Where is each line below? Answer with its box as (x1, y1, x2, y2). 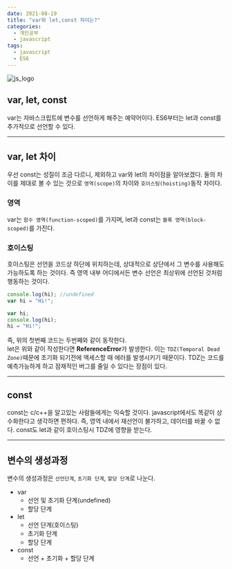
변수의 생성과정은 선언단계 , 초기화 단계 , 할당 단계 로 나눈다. (7, 473, 155, 482)
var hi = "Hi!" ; (7, 297, 54, 305)
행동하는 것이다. (7, 277, 50, 285)
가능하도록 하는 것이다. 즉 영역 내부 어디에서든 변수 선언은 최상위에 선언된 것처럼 (7, 268, 223, 277)
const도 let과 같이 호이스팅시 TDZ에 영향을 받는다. (16, 426, 153, 434)
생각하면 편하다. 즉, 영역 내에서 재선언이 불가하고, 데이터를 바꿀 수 (37, 417, 213, 426)
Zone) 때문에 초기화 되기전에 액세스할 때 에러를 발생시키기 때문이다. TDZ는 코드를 (7, 354, 224, 362)
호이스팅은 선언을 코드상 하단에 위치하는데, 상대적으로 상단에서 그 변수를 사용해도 (7, 260, 225, 268)
